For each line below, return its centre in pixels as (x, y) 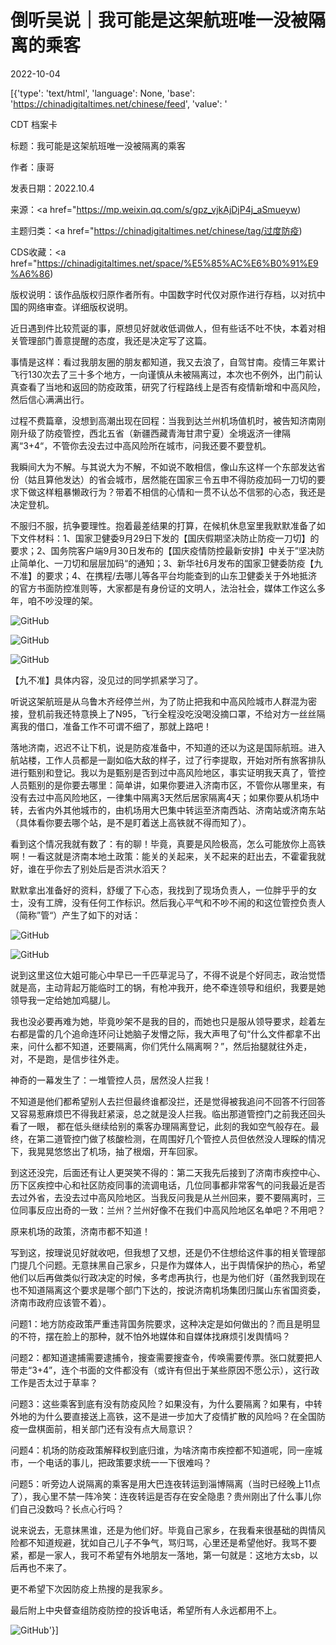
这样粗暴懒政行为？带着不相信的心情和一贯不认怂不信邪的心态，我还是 (181, 492)
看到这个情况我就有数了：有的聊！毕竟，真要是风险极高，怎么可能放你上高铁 (168, 843)
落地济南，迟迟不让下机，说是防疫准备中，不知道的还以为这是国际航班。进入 (168, 747)
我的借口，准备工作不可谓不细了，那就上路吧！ (115, 726)
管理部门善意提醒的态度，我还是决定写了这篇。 (115, 340)
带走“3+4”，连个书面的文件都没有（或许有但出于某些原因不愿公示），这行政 (165, 1370)
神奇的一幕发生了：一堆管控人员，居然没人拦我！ (111, 1080)
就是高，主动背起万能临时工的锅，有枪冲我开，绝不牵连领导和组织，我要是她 (168, 987)
